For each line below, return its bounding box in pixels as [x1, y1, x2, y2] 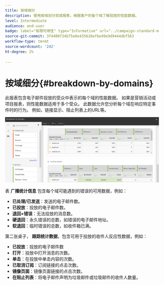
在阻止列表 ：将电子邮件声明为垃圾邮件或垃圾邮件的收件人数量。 [12, 274, 141, 280]
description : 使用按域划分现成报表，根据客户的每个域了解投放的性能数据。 [5, 13, 139, 18]
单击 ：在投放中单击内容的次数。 [12, 256, 77, 262]
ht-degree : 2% [5, 49, 34, 54]
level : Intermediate [5, 18, 47, 23]
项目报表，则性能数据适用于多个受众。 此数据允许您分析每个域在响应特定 [5, 101, 152, 107]
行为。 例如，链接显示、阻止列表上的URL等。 [18, 107, 109, 113]
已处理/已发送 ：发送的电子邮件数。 [12, 198, 83, 204]
